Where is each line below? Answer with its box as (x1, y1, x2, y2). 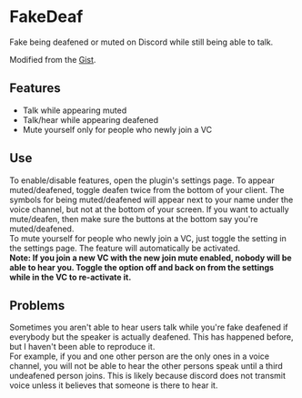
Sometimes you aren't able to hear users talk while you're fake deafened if (9, 321, 288, 333)
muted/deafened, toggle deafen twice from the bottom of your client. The (9, 184, 285, 195)
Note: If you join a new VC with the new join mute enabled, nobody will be (9, 252, 293, 263)
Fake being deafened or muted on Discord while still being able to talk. (9, 36, 274, 47)
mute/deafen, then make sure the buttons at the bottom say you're (9, 213, 258, 224)
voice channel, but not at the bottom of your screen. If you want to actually (9, 203, 289, 215)
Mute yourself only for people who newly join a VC (22, 124, 212, 135)
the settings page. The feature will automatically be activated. (9, 242, 241, 253)
